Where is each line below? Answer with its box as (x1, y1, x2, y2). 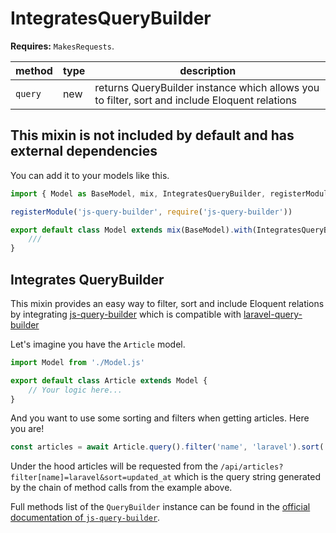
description (179, 63, 237, 77)
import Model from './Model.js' (10, 357, 145, 367)
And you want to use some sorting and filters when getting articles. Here (10, 412, 310, 424)
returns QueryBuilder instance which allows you (94, 80, 320, 94)
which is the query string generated (173, 471, 322, 483)
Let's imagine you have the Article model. (10, 338, 186, 350)
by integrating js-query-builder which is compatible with (10, 308, 242, 320)
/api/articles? (220, 462, 284, 472)
